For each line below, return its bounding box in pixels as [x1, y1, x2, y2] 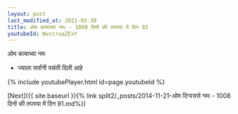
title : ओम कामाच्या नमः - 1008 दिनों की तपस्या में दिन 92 [7, 23, 148, 30]
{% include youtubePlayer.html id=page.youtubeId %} [7, 78, 166, 86]
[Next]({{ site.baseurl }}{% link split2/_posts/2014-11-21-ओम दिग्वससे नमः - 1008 [7, 91, 231, 100]
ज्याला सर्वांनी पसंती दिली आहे [17, 64, 83, 72]
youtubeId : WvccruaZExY [7, 30, 78, 38]
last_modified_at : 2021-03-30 [7, 17, 97, 24]
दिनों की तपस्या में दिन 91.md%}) [7, 100, 87, 108]
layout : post [7, 10, 46, 18]
